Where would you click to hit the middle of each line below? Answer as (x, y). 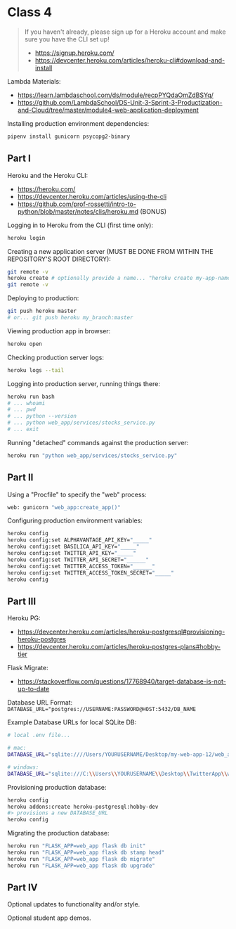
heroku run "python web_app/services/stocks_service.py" (92, 455)
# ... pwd (22, 410)
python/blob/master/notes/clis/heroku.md (78, 211)
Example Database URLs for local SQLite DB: (72, 722)
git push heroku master (42, 311)
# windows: (23, 767)
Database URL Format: (40, 703)
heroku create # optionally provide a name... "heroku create (100, 278)
